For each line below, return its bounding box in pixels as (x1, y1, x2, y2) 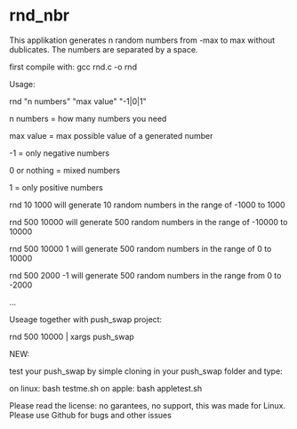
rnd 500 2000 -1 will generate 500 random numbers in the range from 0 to (9, 270, 282, 280)
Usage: (9, 78, 36, 89)
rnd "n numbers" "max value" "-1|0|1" (9, 95, 147, 107)
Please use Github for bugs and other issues (9, 409, 172, 420)
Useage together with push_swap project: (9, 313, 163, 325)
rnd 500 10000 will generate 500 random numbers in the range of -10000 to (9, 216, 288, 227)
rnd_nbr (9, 5, 69, 26)
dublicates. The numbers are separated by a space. (9, 44, 198, 54)
